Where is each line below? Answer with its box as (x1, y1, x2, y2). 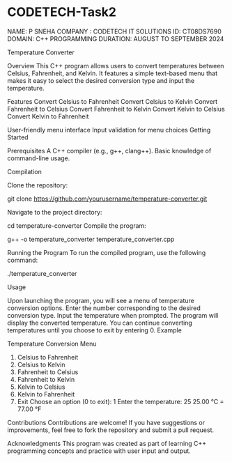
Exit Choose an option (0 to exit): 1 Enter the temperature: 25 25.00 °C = (17, 397, 224, 406)
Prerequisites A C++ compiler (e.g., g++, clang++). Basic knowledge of (7, 146, 212, 155)
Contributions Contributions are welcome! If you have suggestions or (7, 418, 206, 426)
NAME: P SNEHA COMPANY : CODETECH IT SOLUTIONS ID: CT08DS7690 (7, 27, 222, 36)
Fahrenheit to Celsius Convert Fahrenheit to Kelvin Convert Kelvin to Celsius (7, 105, 225, 113)
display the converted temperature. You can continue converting (7, 318, 193, 327)
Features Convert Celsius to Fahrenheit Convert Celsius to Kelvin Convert (7, 97, 218, 105)
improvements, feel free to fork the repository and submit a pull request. (7, 426, 215, 434)
